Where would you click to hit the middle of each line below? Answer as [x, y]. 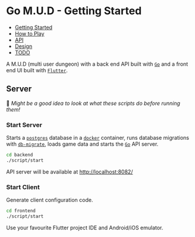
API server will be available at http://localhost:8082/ [70, 172]
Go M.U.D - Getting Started [74, 11]
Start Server [24, 124]
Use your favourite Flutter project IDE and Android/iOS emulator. [85, 228]
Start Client [23, 187]
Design [23, 46]
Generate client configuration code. [50, 200]
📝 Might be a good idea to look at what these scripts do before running [93, 103]
